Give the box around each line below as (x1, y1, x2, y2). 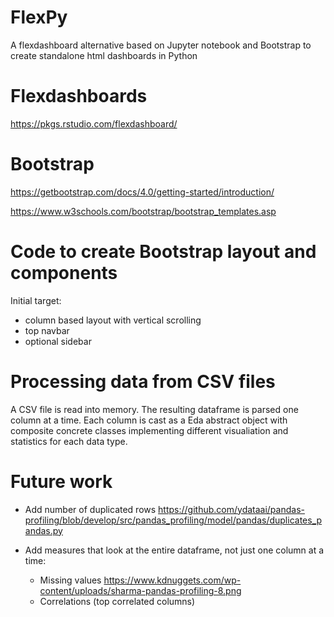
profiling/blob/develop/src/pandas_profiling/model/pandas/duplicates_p (24, 514, 323, 526)
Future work (10, 470, 113, 493)
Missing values (39, 574, 102, 586)
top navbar (24, 324, 70, 336)
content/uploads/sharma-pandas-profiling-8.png (39, 584, 242, 596)
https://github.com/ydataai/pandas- (158, 503, 305, 515)
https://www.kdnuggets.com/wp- (103, 574, 242, 586)
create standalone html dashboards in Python (10, 49, 198, 61)
